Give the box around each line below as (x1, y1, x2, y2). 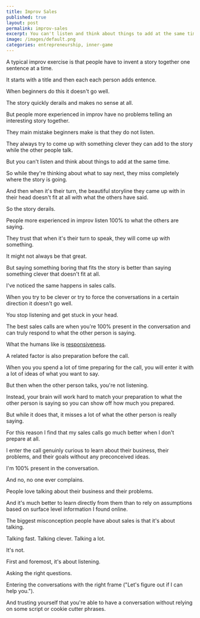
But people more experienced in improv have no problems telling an (6, 111, 173, 118)
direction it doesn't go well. (6, 299, 73, 307)
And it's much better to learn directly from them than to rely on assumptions (6, 499, 192, 506)
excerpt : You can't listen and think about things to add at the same (6, 31, 185, 37)
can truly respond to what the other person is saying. (6, 329, 136, 336)
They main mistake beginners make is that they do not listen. (6, 129, 155, 136)
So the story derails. (6, 205, 55, 212)
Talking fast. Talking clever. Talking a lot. (6, 535, 105, 542)
